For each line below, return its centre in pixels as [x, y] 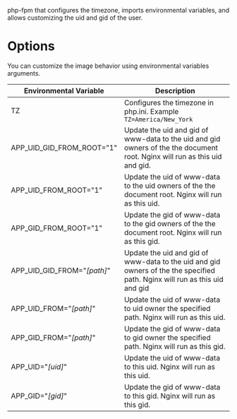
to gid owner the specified [167, 337]
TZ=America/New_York [158, 119]
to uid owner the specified [167, 308]
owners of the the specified [169, 270]
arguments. [24, 73]
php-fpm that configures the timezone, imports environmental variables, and [119, 10]
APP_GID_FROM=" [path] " [53, 337]
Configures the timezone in [169, 102]
